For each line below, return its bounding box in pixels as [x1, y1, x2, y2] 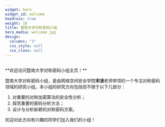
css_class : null [9, 48, 43, 53]
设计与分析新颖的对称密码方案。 [12, 106, 77, 112]
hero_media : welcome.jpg [5, 30, 56, 35]
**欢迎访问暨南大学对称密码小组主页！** [5, 67, 87, 73]
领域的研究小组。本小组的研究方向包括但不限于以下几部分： [5, 84, 126, 89]
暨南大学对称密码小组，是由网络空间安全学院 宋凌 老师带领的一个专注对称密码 [5, 78, 160, 84]
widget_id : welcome [5, 12, 45, 17]
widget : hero [5, 7, 32, 12]
